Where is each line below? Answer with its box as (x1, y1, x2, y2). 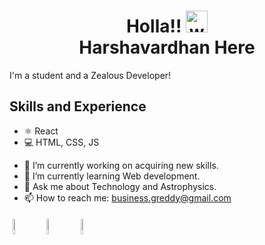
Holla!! (125, 15, 182, 38)
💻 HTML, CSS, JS (23, 136, 100, 148)
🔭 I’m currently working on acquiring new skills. (23, 159, 219, 171)
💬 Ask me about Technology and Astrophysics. (23, 180, 217, 192)
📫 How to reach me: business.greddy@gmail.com (23, 191, 232, 204)
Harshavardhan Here (78, 36, 256, 59)
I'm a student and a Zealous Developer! (9, 69, 172, 81)
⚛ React (23, 125, 59, 137)
